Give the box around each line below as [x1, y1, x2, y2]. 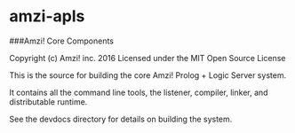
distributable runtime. [9, 96, 88, 107]
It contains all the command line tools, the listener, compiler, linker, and [9, 87, 268, 98]
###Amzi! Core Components [9, 35, 114, 46]
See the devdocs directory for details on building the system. [9, 113, 233, 124]
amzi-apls [9, 6, 85, 27]
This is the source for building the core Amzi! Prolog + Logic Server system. [9, 69, 287, 81]
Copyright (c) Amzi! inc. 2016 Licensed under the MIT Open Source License [9, 52, 286, 63]
